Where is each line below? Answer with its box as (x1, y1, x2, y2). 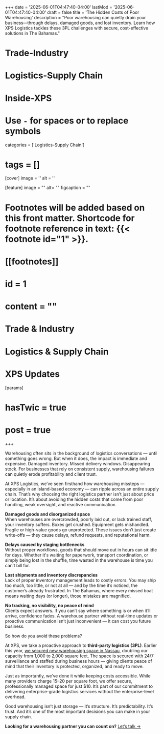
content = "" (5, 301, 57, 312)
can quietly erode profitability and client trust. (5, 471, 97, 477)
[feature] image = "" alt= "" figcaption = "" (5, 184, 91, 191)
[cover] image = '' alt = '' (5, 175, 55, 181)
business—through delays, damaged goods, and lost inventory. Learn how (5, 20, 155, 26)
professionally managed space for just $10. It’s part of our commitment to (5, 683, 153, 689)
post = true (5, 424, 51, 435)
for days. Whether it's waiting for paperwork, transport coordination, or (5, 552, 148, 558)
